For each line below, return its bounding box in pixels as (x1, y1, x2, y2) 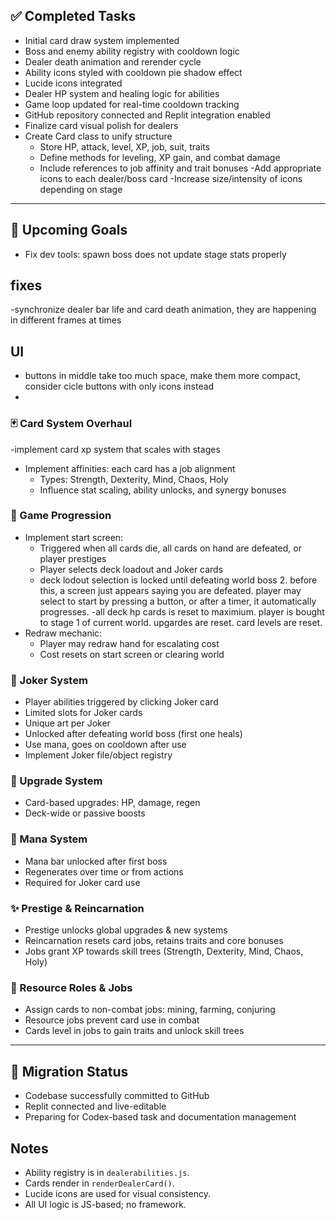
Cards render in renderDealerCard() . (24, 1177, 175, 1189)
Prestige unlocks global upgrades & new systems (24, 924, 228, 936)
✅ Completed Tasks (10, 8, 137, 25)
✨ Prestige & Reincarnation (10, 901, 145, 915)
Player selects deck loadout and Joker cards (39, 563, 224, 575)
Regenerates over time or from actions (24, 865, 184, 878)
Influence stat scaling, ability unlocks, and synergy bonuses (39, 484, 287, 496)
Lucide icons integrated (24, 77, 123, 89)
